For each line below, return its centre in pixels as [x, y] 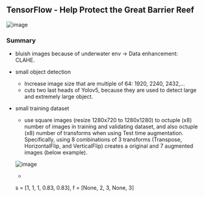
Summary [21, 40]
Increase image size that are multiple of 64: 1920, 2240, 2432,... [104, 84]
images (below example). [56, 153]
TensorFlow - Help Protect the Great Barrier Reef [100, 10]
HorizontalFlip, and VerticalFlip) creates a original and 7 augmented [109, 146]
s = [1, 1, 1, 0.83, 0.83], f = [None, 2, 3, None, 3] [74, 188]
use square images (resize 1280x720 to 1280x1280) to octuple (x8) [108, 120]
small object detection [43, 72]
